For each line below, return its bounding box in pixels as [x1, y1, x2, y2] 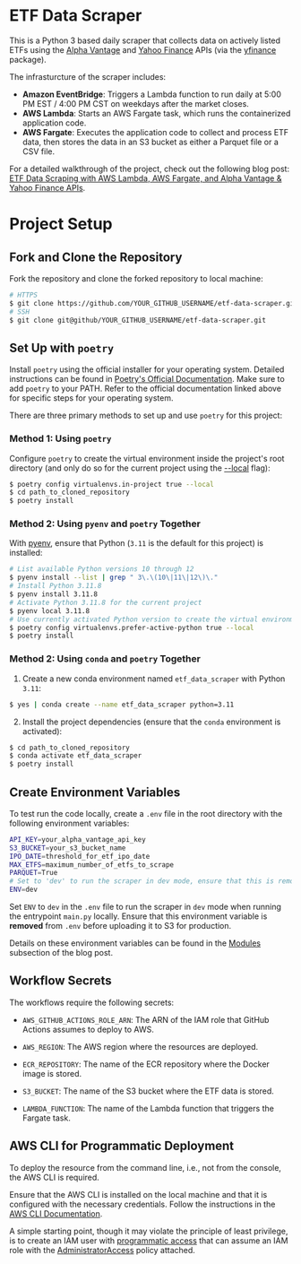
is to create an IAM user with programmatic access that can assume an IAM [9, 1234, 288, 1246]
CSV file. [21, 145, 56, 157]
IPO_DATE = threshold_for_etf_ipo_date [9, 852, 150, 861]
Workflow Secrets [9, 974, 112, 989]
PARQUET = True [9, 869, 58, 878]
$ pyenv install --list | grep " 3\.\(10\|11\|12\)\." [9, 573, 219, 583]
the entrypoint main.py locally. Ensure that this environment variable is [9, 911, 268, 922]
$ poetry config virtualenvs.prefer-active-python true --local [9, 623, 254, 632]
